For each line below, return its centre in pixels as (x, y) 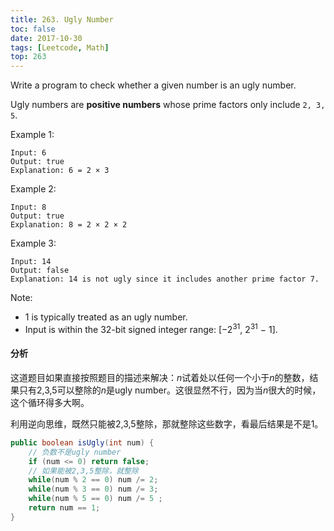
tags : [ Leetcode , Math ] (60, 47)
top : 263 (28, 57)
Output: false (40, 271)
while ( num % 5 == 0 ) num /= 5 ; (95, 499)
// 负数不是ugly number (75, 452)
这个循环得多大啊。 (50, 402)
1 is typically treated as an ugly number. (106, 317)
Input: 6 (28, 153)
